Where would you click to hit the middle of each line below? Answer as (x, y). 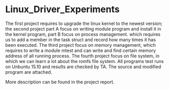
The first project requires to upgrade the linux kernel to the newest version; (84, 23)
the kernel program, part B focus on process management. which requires (83, 34)
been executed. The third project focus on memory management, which (81, 45)
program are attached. (29, 72)
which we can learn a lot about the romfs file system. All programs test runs (84, 61)
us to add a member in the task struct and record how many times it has (81, 40)
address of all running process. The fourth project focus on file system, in (82, 56)
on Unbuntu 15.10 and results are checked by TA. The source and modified (83, 67)
